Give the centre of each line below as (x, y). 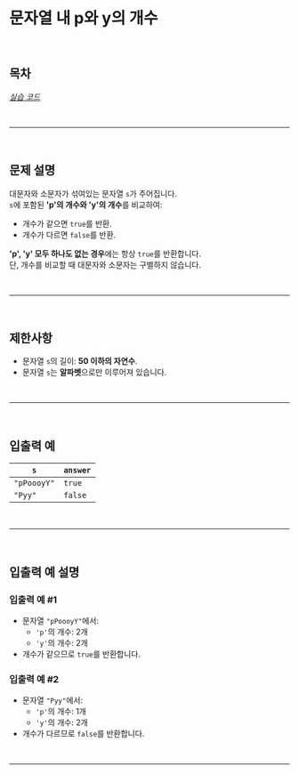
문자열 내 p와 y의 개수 (84, 18)
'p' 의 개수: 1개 (61, 712)
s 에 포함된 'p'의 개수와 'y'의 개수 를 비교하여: (86, 205)
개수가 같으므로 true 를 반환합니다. (81, 654)
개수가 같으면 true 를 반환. (67, 223)
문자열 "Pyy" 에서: (52, 700)
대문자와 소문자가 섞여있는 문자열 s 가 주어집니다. (93, 193)
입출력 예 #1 (33, 600)
